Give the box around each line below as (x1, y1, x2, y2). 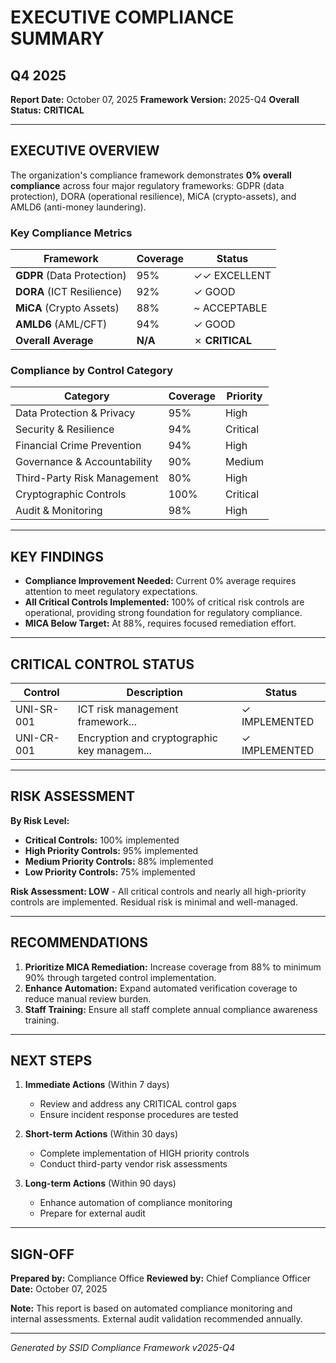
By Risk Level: (10, 814, 70, 826)
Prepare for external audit (39, 1207, 146, 1220)
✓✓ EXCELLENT (193, 269, 272, 283)
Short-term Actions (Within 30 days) (24, 1128, 179, 1140)
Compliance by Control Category (10, 364, 174, 378)
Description (126, 686, 184, 700)
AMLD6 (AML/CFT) (15, 317, 108, 331)
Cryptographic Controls (15, 487, 127, 501)
